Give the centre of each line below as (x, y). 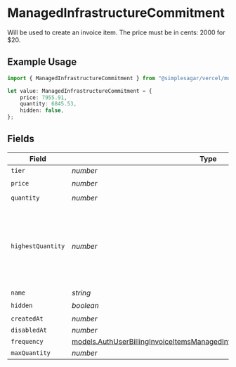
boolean (85, 306)
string (81, 292)
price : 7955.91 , (44, 97)
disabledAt (29, 330)
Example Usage (42, 62)
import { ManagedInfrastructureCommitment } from (81, 78)
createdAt (27, 318)
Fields (21, 139)
